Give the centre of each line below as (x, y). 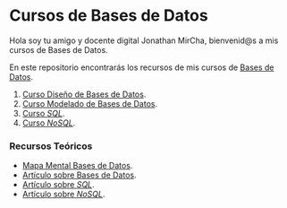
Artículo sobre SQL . (59, 185)
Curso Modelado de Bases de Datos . (90, 103)
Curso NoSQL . (49, 123)
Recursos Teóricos (51, 146)
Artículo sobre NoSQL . (63, 195)
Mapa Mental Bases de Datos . (77, 166)
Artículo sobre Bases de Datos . (79, 175)
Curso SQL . (43, 113)
